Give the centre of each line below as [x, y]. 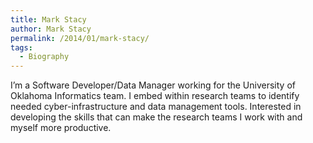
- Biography [44, 57]
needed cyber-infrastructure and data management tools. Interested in [156, 107]
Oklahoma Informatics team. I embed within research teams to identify [155, 96]
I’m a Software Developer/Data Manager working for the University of [153, 85]
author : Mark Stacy [51, 29]
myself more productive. [61, 128]
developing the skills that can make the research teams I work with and [156, 117]
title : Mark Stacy [48, 19]
